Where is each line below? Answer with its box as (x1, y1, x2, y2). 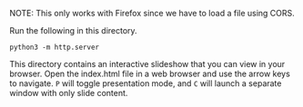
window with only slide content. (9, 88, 128, 98)
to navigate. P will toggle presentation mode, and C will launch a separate (9, 78, 282, 89)
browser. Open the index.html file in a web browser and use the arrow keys (9, 68, 291, 79)
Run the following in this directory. (9, 25, 138, 35)
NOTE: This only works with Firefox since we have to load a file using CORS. (9, 8, 296, 18)
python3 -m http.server (9, 43, 100, 52)
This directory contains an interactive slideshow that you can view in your (9, 59, 286, 69)
